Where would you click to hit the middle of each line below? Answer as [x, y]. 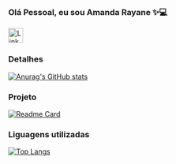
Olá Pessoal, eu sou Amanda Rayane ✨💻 [88, 12]
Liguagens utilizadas [49, 134]
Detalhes [26, 59]
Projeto [22, 97]
